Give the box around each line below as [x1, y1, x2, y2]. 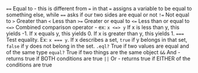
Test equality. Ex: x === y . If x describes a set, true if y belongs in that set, [6, 36, 187, 43]
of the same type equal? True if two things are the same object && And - [6, 49, 181, 55]
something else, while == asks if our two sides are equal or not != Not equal [6, 11, 190, 18]
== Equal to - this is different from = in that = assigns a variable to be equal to [6, 5, 192, 12]
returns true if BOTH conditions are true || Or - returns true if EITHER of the [6, 55, 191, 62]
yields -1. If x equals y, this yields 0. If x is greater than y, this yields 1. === [6, 30, 184, 37]
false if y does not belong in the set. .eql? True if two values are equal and [6, 42, 189, 49]
